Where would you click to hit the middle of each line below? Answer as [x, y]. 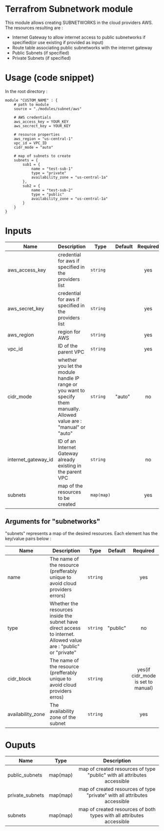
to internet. [62, 634]
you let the [70, 366]
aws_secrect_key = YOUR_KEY [42, 126]
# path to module [31, 104]
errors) [58, 595]
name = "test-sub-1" [52, 169]
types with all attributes [117, 815]
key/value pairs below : [28, 539]
